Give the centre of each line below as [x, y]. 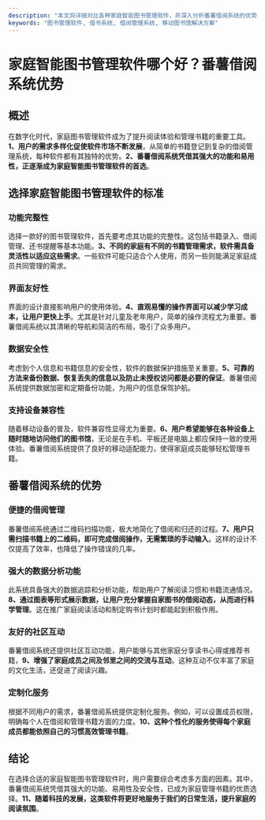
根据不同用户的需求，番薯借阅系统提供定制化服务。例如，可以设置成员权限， [132, 711]
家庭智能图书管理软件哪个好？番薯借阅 [133, 64]
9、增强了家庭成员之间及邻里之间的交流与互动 [97, 660]
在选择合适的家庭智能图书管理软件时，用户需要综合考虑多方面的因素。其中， [132, 779]
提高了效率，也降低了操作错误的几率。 [77, 548]
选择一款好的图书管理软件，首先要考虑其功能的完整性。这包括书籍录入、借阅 [132, 236]
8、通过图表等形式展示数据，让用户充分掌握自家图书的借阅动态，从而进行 [128, 600]
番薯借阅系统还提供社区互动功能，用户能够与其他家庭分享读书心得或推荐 [125, 651]
